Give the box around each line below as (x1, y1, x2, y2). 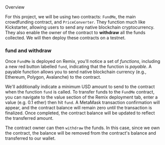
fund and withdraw (5, 47, 52, 54)
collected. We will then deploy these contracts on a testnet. (5, 35, 126, 41)
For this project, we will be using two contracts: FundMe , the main (5, 14, 136, 19)
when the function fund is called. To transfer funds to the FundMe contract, (5, 89, 155, 95)
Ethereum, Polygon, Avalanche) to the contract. (5, 74, 101, 80)
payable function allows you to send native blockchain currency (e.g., (5, 69, 147, 75)
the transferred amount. (5, 115, 54, 121)
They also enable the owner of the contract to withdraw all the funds (5, 30, 146, 35)
